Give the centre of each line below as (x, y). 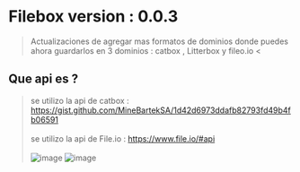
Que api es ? (43, 79)
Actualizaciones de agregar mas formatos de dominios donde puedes (159, 41)
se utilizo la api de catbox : (79, 100)
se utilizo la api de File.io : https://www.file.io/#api (123, 138)
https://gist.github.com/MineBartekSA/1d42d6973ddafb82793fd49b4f (160, 110)
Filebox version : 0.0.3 (93, 17)
